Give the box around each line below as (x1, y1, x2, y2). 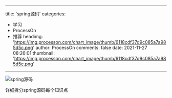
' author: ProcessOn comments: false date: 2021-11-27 (33, 44, 147, 51)
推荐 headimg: (12, 34, 44, 39)
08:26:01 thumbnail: (12, 50, 55, 56)
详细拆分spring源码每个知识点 (5, 87, 68, 93)
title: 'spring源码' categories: (5, 11, 66, 17)
